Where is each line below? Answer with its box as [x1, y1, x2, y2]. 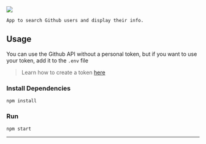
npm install [6, 98, 37, 104]
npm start [6, 126, 32, 132]
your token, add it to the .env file [6, 56, 89, 64]
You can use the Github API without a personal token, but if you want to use [6, 50, 197, 58]
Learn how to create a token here [21, 69, 105, 76]
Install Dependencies [6, 84, 71, 93]
